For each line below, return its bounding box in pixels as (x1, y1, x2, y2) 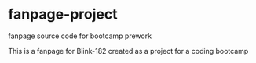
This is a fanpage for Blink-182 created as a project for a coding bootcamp (8, 46, 249, 55)
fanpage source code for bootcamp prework (8, 31, 152, 40)
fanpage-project (8, 5, 118, 23)
